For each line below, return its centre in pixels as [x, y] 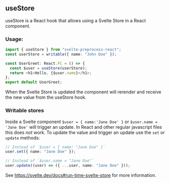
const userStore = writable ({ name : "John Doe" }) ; [61, 54]
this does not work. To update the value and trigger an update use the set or [85, 132]
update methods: [23, 138]
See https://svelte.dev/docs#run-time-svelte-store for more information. [81, 175]
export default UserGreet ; [34, 82]
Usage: [14, 39]
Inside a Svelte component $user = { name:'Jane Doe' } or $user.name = [81, 122]
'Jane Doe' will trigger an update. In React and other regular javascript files [84, 127]
